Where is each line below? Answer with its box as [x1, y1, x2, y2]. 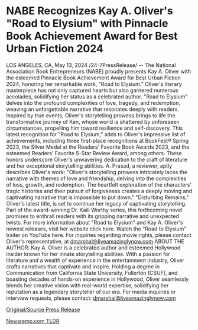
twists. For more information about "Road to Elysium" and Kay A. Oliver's [6, 219, 183, 226]
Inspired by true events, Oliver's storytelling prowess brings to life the [6, 111, 176, 119]
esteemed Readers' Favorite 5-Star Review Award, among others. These [6, 149, 182, 156]
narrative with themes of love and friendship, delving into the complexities [6, 175, 187, 182]
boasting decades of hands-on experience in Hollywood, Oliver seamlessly [6, 275, 189, 283]
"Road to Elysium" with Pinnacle [6, 17, 168, 30]
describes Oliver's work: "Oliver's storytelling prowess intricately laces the [6, 168, 188, 175]
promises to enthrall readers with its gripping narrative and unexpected [6, 212, 179, 220]
